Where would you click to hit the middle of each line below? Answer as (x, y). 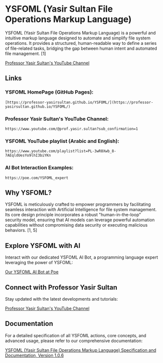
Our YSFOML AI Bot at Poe (32, 272)
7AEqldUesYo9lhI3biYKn (28, 155)
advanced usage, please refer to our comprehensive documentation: (74, 341)
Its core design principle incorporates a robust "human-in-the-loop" (73, 215)
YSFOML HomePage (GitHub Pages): (49, 92)
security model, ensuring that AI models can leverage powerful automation (80, 220)
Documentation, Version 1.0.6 (35, 355)
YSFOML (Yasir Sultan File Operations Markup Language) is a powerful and (81, 33)
